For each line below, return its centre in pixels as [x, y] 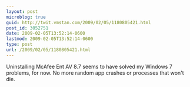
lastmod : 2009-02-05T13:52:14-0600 [50, 39]
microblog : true [26, 17]
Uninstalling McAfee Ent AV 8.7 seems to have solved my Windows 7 [89, 66]
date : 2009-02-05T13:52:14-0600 [46, 34]
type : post [19, 45]
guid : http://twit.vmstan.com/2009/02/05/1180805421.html [79, 22]
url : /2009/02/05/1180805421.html [49, 50]
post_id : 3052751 [27, 28]
